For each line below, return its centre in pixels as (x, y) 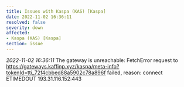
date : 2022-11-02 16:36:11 (39, 17)
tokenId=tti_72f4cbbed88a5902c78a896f (56, 72)
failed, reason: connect (135, 72)
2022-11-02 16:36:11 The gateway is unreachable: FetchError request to (92, 60)
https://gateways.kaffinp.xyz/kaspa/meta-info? (63, 66)
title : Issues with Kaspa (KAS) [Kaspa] (56, 11)
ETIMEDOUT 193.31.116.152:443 (44, 78)
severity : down (25, 28)
